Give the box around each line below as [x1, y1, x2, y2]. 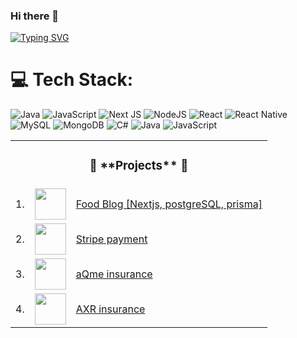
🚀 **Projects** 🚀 [89, 158, 189, 174]
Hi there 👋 [10, 9, 60, 23]
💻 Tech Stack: [10, 69, 134, 91]
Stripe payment [75, 232, 148, 246]
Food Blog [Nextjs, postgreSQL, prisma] [75, 197, 263, 211]
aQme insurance [75, 267, 153, 281]
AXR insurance [75, 302, 146, 316]
